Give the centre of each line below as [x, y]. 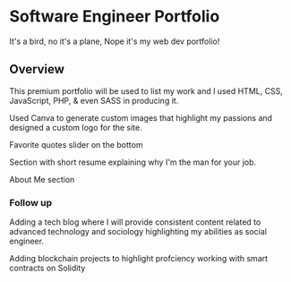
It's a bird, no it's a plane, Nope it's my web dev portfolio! [115, 41]
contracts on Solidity [47, 268]
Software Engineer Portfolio [115, 17]
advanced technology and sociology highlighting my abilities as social [138, 232]
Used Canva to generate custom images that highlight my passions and [141, 117]
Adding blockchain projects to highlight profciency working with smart [139, 259]
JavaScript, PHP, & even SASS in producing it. [94, 100]
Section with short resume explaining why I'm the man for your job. [133, 162]
